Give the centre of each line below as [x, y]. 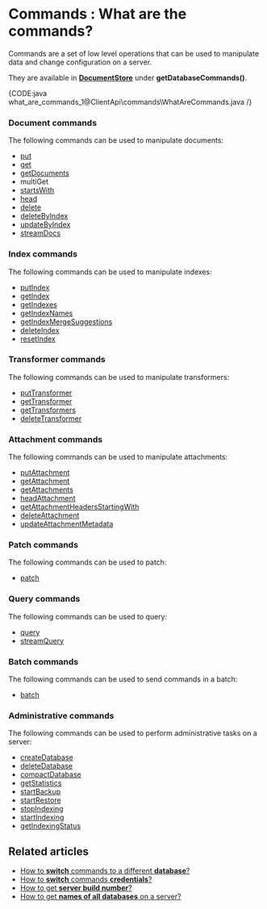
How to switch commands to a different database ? [105, 871]
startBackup [40, 792]
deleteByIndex [44, 216]
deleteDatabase [46, 766]
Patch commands [44, 545]
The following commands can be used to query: [88, 616]
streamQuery [42, 640]
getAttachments [47, 490]
